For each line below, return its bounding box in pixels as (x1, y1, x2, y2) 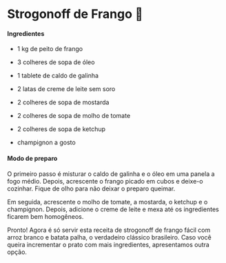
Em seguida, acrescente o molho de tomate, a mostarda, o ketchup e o (7, 197, 208, 206)
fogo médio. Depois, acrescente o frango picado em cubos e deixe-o (7, 177, 203, 185)
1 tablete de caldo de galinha (17, 72, 99, 80)
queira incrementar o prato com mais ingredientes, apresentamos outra (7, 240, 210, 249)
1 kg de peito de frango (17, 45, 83, 53)
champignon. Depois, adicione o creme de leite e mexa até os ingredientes (7, 205, 219, 213)
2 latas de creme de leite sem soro (17, 85, 116, 93)
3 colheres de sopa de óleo (17, 58, 95, 66)
